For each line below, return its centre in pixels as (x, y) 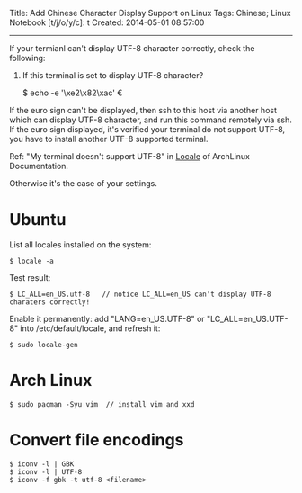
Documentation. (39, 166)
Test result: (30, 277)
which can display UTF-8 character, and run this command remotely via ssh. (151, 120)
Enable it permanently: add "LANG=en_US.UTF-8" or (107, 318)
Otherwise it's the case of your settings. (83, 183)
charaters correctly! (50, 302)
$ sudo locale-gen (44, 345)
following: (27, 58)
